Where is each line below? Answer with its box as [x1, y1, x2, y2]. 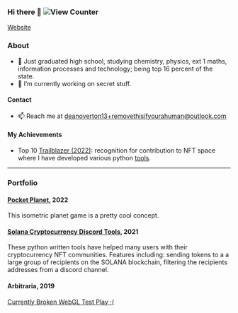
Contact [7, 95, 32, 104]
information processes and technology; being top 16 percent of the [17, 64, 213, 73]
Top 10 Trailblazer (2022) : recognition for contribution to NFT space [17, 146, 216, 155]
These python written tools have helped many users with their [7, 243, 188, 252]
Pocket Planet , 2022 [7, 195, 69, 204]
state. [17, 71, 35, 81]
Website [7, 23, 32, 32]
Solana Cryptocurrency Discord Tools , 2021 [7, 227, 139, 236]
